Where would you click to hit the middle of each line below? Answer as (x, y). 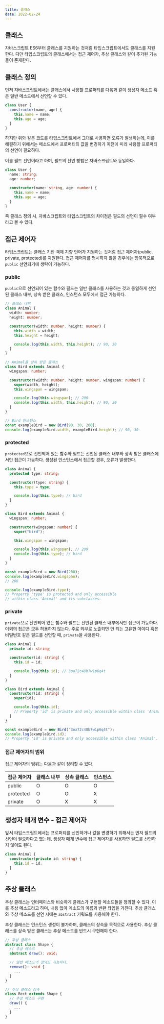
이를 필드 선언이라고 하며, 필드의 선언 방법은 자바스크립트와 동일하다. (70, 161)
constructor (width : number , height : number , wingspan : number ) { (77, 380)
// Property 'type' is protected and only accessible (61, 594)
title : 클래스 (18, 10)
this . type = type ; (32, 487)
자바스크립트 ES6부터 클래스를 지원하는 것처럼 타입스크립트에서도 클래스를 (76, 48)
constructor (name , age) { (36, 110)
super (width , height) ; (37, 385)
